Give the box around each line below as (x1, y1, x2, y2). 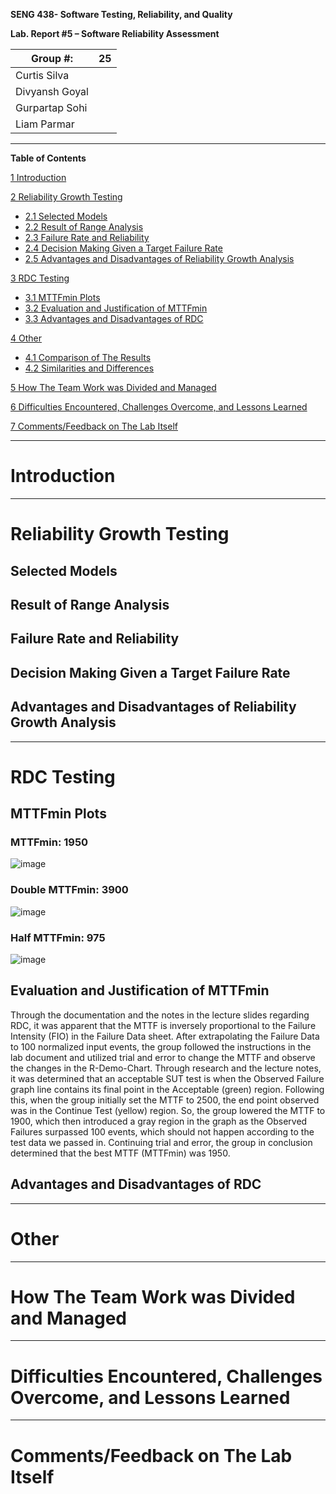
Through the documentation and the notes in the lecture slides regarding (10, 1009, 310, 1021)
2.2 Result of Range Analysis (24, 221, 144, 233)
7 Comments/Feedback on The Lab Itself (10, 420, 178, 432)
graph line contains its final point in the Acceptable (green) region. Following (10, 1083, 325, 1095)
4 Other (10, 332, 42, 344)
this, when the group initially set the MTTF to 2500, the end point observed (10, 1094, 320, 1106)
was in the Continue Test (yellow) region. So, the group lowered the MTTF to (10, 1104, 326, 1116)
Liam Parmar (15, 117, 75, 131)
